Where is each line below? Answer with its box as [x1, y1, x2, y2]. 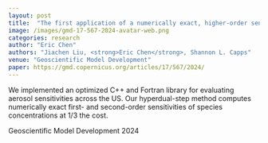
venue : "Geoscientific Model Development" [8, 56, 152, 64]
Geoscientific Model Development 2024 [8, 126, 140, 135]
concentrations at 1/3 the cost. [8, 110, 108, 120]
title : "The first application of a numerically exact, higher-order [8, 19, 248, 27]
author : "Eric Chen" [8, 41, 77, 49]
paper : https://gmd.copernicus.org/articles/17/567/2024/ [8, 64, 205, 71]
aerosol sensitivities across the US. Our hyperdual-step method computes [8, 93, 251, 103]
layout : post [8, 11, 52, 20]
